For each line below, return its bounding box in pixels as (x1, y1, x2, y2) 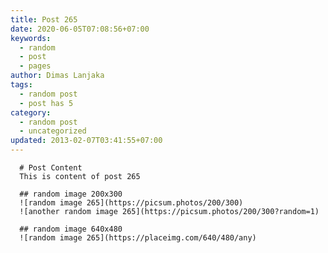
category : (10, 107, 52, 118)
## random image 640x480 (19, 224, 123, 234)
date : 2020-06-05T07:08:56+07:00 (10, 24, 150, 34)
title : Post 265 (10, 14, 78, 25)
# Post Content (19, 163, 83, 173)
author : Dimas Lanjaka (10, 71, 105, 81)
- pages (19, 61, 52, 71)
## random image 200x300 (19, 189, 123, 199)
